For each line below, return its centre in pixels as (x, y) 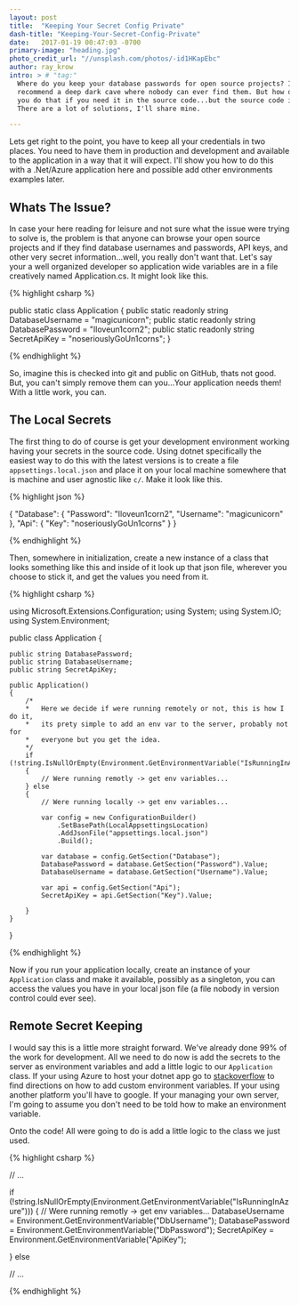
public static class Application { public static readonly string (119, 310)
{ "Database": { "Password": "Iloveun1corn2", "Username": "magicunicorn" (146, 513)
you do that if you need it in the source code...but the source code (151, 100)
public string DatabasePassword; (71, 654)
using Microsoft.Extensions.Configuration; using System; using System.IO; (145, 611)
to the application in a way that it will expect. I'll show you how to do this (141, 160)
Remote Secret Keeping (76, 1026)
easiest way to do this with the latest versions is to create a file (124, 460)
